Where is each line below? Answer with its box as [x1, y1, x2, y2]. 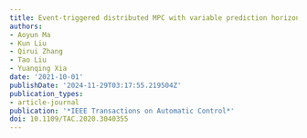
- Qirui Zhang [9, 47, 64, 56]
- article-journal [9, 97, 79, 107]
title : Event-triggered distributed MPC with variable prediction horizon [9, 13, 301, 23]
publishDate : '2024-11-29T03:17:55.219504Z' [9, 81, 182, 90]
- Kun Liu [9, 38, 48, 48]
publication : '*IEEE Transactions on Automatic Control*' [9, 106, 235, 115]
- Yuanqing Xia [9, 64, 68, 74]
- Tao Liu [9, 55, 48, 64]
